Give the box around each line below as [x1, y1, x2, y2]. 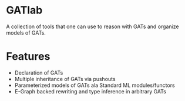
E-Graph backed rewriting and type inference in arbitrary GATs [14, 87, 166, 95]
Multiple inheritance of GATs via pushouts [14, 75, 116, 82]
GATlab [6, 4, 43, 17]
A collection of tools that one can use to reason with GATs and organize [6, 23, 179, 30]
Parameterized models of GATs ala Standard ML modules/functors [14, 82, 175, 89]
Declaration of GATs [14, 69, 63, 76]
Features [6, 50, 51, 63]
